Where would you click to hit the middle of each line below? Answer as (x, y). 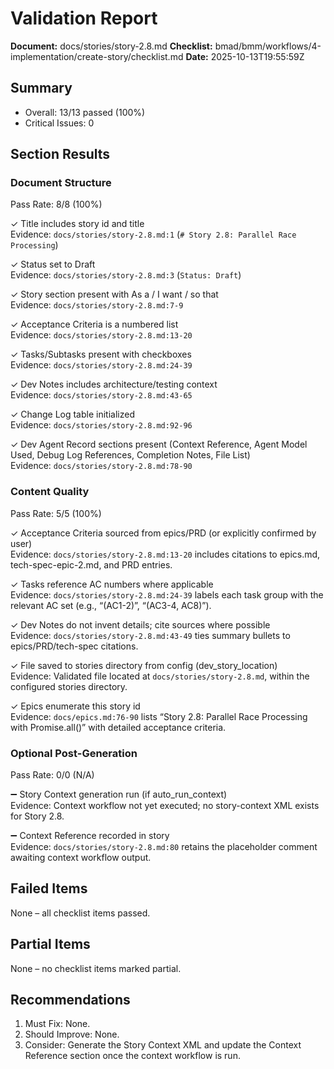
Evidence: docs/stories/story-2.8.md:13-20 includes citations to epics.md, (165, 554)
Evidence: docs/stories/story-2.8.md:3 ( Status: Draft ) (126, 275)
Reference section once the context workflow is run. (132, 1056)
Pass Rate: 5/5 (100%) (56, 513)
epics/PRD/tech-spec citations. (74, 646)
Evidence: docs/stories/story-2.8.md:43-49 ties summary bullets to (150, 635)
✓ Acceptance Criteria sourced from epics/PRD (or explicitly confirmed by (163, 533)
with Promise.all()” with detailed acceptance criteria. (118, 727)
